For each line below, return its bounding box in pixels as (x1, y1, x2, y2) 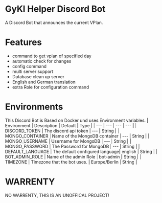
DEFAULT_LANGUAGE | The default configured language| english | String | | (5, 148, 158, 155)
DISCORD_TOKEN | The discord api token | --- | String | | (5, 128, 119, 134)
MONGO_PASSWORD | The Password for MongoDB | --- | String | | (5, 143, 140, 149)
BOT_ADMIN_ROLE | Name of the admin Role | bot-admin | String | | (5, 154, 141, 159)
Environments (5, 101, 64, 113)
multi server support (12, 68, 54, 74)
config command (12, 63, 47, 69)
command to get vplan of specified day (12, 53, 92, 59)
